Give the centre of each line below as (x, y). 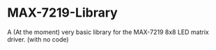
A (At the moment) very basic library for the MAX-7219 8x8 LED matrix (108, 32)
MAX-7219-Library (63, 13)
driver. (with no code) (38, 39)
